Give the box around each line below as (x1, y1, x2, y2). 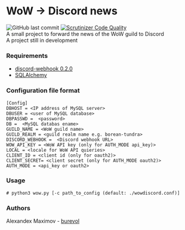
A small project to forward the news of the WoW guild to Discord (6, 30, 164, 37)
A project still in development (6, 36, 78, 44)
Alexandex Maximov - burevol (6, 217, 79, 225)
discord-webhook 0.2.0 (14, 65, 73, 72)
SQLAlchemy (14, 72, 47, 79)
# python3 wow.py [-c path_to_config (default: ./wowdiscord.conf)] (6, 190, 180, 196)
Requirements (6, 51, 48, 60)
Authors (6, 204, 31, 212)
